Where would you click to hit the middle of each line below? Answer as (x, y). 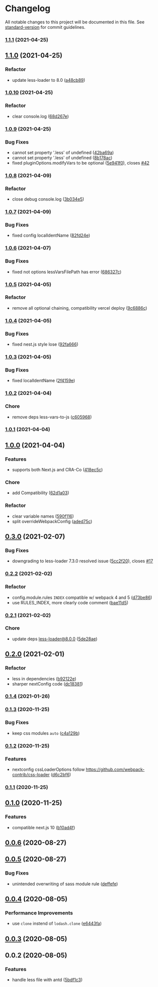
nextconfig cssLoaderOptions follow (48, 769)
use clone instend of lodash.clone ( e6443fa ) (57, 924)
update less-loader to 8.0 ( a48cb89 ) (49, 80)
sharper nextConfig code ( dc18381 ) (47, 684)
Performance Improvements (39, 913)
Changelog (28, 9)
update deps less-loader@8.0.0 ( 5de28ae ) (55, 639)
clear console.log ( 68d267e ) (40, 116)
